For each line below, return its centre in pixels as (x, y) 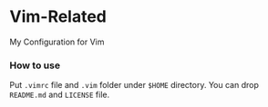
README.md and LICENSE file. (60, 95)
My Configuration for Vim (57, 42)
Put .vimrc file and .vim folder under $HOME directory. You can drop (134, 85)
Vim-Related (58, 17)
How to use (35, 65)
